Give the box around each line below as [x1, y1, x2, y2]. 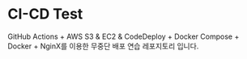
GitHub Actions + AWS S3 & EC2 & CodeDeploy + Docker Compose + [7, 32, 240, 41]
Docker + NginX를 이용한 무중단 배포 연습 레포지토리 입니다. [7, 41, 199, 51]
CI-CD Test [7, 5, 83, 23]
